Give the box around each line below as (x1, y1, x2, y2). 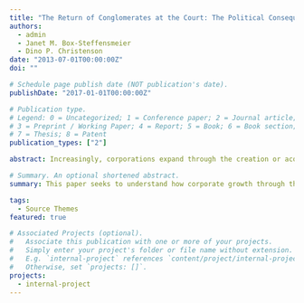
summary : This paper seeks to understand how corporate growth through (9, 179, 285, 188)
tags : (9, 195, 30, 204)
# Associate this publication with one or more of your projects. (9, 237, 273, 247)
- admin (17, 30, 47, 39)
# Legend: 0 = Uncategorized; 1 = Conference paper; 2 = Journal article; (9, 113, 298, 122)
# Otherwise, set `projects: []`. (9, 262, 147, 271)
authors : (9, 22, 43, 31)
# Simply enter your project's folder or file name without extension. (9, 246, 294, 255)
